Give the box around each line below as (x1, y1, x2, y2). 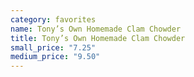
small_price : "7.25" (10, 42, 97, 53)
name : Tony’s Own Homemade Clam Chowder (10, 24, 182, 34)
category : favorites (10, 14, 97, 25)
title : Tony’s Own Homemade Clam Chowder (10, 33, 186, 43)
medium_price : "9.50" (10, 52, 101, 62)
